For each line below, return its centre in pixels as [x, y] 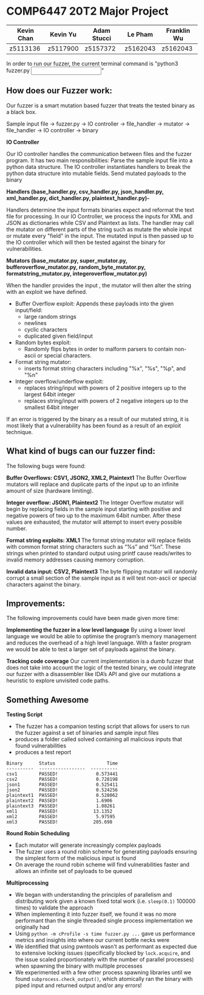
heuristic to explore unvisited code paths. [58, 680]
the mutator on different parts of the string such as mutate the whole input [99, 229]
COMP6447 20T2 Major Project [87, 11]
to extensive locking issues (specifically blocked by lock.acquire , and [103, 953]
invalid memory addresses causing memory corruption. [76, 560]
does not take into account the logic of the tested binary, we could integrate [101, 668]
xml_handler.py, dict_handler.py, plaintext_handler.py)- [78, 198]
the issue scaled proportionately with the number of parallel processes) [104, 960]
